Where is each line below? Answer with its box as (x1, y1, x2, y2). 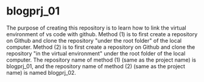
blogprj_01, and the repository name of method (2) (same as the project (6, 62, 186, 70)
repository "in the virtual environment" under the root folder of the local (6, 49, 186, 57)
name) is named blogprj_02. (6, 69, 76, 76)
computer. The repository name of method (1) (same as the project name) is (6, 56, 197, 63)
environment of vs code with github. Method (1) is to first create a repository (6, 30, 198, 37)
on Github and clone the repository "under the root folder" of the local (6, 37, 181, 44)
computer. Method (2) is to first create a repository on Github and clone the (6, 43, 195, 51)
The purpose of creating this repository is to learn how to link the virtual (6, 24, 187, 31)
